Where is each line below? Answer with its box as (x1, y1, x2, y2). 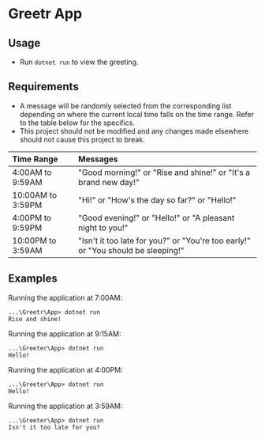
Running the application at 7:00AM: (8, 293, 123, 302)
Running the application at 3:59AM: (8, 401, 123, 411)
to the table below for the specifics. (19, 118, 136, 127)
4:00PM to (12, 212, 52, 223)
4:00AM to (12, 167, 52, 178)
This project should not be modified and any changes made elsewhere (19, 126, 249, 135)
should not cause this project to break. (19, 134, 145, 144)
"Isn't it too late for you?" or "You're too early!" (78, 235, 251, 246)
